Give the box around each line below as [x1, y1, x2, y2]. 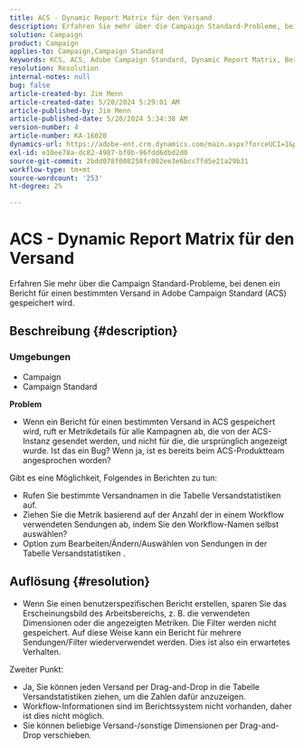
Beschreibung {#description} [9, 324, 178, 339]
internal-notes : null [9, 73, 91, 82]
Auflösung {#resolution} [9, 574, 151, 589]
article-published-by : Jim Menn [9, 106, 131, 115]
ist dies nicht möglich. [22, 710, 105, 721]
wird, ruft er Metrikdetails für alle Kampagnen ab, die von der [22, 425, 251, 436]
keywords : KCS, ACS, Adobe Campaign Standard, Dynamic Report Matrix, [9, 55, 281, 64]
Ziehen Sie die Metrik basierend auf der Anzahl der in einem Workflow [22, 509, 285, 520]
